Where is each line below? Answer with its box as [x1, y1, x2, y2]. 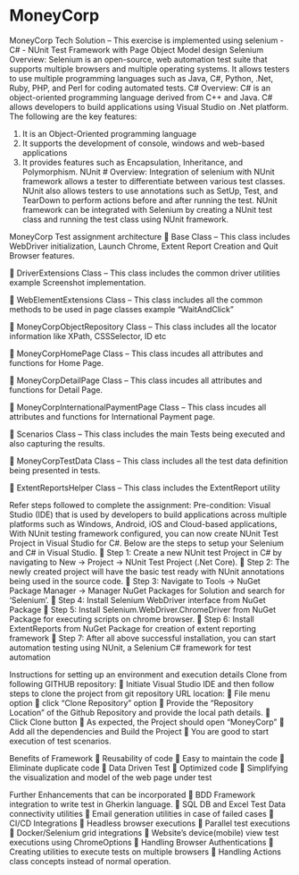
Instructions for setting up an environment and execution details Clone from [9, 668, 287, 680]
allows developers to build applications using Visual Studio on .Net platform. [9, 101, 289, 112]
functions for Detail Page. [9, 384, 104, 395]
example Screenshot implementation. [9, 276, 146, 287]
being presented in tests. [9, 464, 101, 475]
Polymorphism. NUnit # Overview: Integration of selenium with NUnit [21, 166, 275, 177]
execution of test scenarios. [9, 735, 112, 746]
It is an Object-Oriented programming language [21, 128, 197, 139]
